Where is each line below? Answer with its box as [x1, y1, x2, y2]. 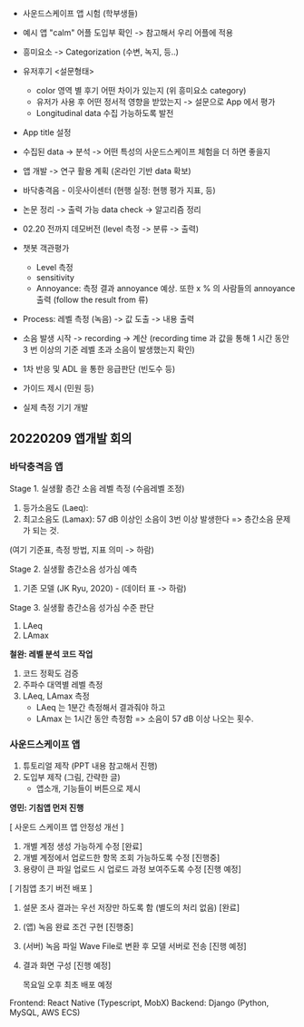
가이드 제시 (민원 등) [22, 383, 94, 393]
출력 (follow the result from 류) [35, 294, 149, 305]
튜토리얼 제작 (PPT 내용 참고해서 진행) [22, 760, 158, 771]
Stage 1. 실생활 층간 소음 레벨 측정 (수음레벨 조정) [9, 483, 185, 494]
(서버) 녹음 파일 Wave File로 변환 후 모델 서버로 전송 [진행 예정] [22, 940, 247, 951]
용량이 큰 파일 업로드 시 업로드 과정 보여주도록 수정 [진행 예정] [22, 863, 242, 874]
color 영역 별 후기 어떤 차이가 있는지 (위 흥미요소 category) [35, 85, 247, 95]
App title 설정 [22, 127, 72, 138]
